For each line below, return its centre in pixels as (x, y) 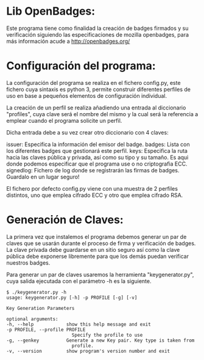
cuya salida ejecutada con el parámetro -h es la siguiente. (79, 281)
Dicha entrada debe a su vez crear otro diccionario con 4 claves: (87, 132)
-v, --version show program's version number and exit (88, 351)
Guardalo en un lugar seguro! (43, 177)
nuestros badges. (28, 263)
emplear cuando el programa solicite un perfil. (64, 120)
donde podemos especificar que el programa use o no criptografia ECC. (97, 164)
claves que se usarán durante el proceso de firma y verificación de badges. (101, 243)
